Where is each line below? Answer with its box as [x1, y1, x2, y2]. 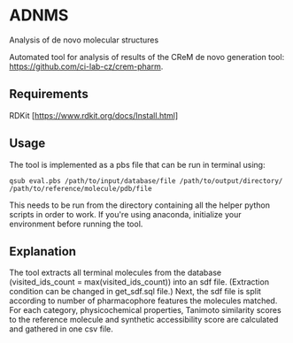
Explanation [9, 244, 77, 259]
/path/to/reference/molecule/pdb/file [9, 184, 152, 193]
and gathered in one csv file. [9, 324, 113, 334]
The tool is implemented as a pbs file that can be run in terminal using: [9, 159, 266, 170]
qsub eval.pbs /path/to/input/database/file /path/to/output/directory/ [9, 176, 283, 186]
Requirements [9, 87, 89, 102]
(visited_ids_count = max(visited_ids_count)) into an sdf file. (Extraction [9, 277, 270, 287]
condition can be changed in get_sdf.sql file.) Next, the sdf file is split [9, 286, 261, 297]
